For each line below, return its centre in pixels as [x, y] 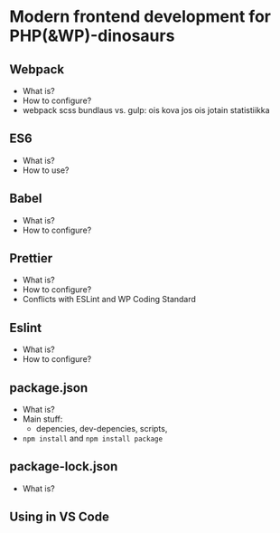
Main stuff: [42, 419]
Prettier [31, 258]
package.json [49, 388]
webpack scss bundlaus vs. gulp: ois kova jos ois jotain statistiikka [146, 110]
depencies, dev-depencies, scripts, [102, 429]
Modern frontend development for [140, 17]
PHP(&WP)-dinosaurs [92, 36]
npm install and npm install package [93, 438]
